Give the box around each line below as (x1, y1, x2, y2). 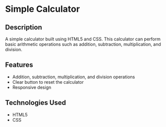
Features (5, 61, 33, 69)
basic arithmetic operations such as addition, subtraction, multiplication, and (5, 41, 161, 47)
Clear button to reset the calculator (12, 79, 84, 85)
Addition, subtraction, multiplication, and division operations (12, 74, 135, 80)
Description (5, 23, 42, 32)
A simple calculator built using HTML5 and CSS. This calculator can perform (5, 36, 161, 42)
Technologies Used (5, 98, 66, 107)
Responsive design (12, 84, 52, 90)
